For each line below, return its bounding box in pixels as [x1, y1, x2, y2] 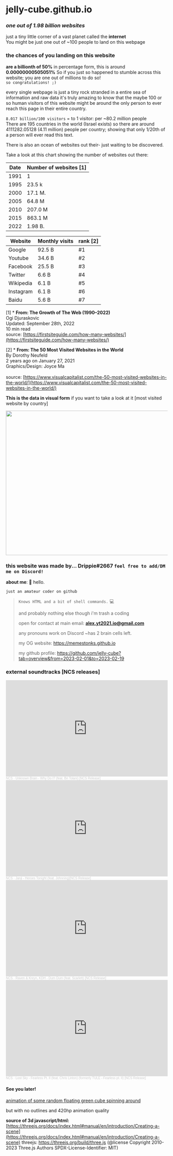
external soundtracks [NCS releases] [6, 668, 101, 675]
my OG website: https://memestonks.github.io [18, 640, 116, 646]
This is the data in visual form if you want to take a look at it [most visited [6, 395, 162, 401]
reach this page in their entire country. [6, 105, 87, 112]
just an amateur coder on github [6, 589, 78, 594]
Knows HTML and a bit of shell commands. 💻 [18, 598, 114, 604]
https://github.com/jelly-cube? [56, 650, 121, 656]
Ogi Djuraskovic [6, 315, 40, 321]
